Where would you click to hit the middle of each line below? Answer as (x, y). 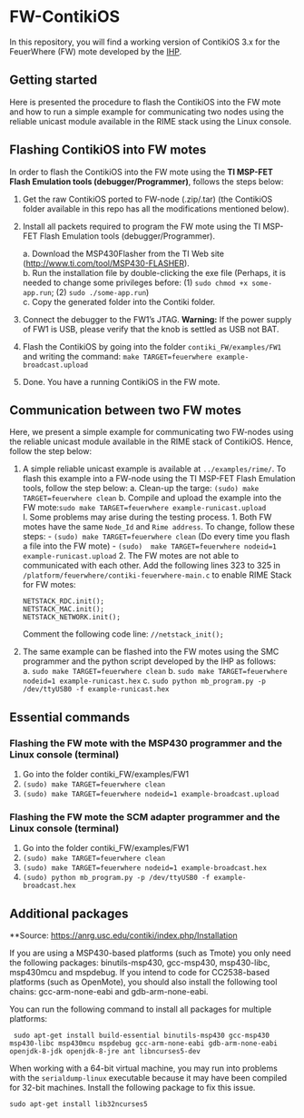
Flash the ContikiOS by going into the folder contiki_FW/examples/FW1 (152, 346)
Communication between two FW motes (126, 410)
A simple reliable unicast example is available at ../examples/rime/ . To (154, 469)
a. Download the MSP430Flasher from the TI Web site (123, 253)
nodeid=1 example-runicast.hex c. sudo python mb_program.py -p (144, 681)
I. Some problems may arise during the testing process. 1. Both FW (147, 517)
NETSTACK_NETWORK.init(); (71, 618)
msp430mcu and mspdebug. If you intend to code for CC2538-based (140, 973)
